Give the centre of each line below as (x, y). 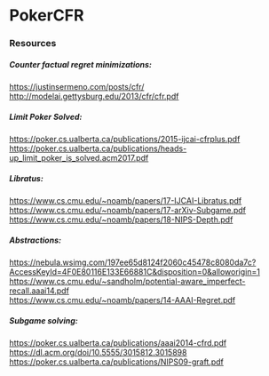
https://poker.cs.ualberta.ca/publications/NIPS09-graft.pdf (117, 362)
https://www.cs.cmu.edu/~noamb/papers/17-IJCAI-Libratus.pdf (126, 201)
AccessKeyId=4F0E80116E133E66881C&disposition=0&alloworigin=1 (134, 271)
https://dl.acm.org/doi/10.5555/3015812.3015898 (98, 352)
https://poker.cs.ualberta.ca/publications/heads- (98, 148)
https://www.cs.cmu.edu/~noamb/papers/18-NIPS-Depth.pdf (121, 220)
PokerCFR (47, 16)
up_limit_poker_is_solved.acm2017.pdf (79, 158)
